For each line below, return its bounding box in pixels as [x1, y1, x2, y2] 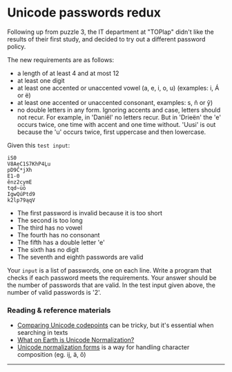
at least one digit [17, 76, 65, 84]
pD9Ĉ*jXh [7, 166, 32, 173]
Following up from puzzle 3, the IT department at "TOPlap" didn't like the [7, 28, 214, 36]
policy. [7, 42, 26, 50]
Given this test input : [7, 141, 70, 149]
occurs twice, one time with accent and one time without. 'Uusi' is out [17, 120, 216, 128]
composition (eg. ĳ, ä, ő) [17, 351, 86, 359]
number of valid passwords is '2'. [7, 288, 101, 296]
